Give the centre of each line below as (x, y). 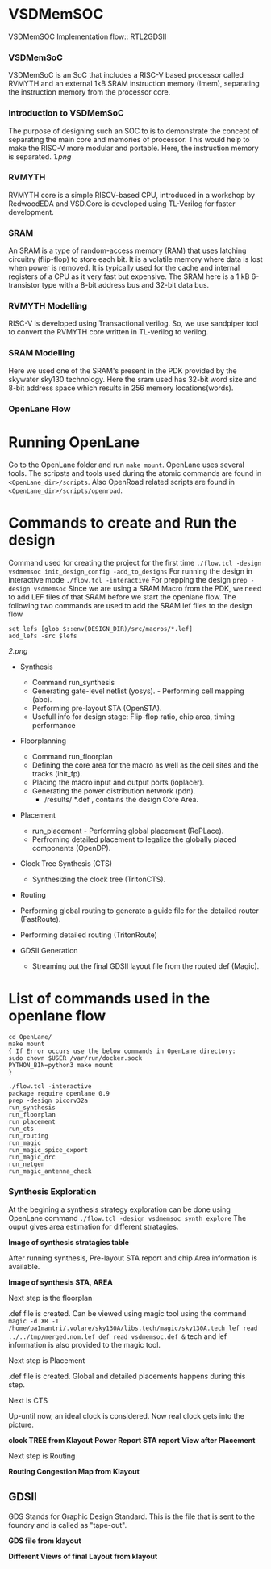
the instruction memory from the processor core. (90, 92)
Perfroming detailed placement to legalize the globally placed (134, 839)
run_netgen (27, 1164)
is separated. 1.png (40, 156)
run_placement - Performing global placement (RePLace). (128, 831)
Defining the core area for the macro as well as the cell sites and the (145, 765)
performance (54, 725)
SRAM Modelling (42, 353)
